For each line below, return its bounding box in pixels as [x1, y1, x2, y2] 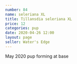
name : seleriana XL [5, 12, 46, 17]
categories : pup [5, 26, 39, 31]
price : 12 [5, 21, 26, 26]
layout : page [5, 35, 32, 40]
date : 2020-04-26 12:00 [5, 30, 55, 35]
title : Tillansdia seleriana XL [5, 16, 72, 21]
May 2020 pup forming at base [5, 53, 69, 59]
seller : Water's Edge [5, 40, 50, 45]
